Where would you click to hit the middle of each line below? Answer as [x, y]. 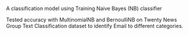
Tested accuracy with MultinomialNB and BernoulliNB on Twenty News [92, 20]
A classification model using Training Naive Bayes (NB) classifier [84, 8]
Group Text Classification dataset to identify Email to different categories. [95, 26]
